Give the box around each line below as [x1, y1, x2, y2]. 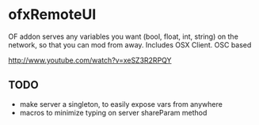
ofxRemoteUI [8, 6, 97, 24]
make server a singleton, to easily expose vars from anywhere [19, 99, 223, 108]
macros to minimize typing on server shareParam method [19, 108, 208, 117]
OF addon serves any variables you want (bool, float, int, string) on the [8, 32, 239, 41]
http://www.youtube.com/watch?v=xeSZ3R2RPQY [8, 55, 172, 65]
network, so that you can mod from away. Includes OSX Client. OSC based [8, 40, 252, 49]
